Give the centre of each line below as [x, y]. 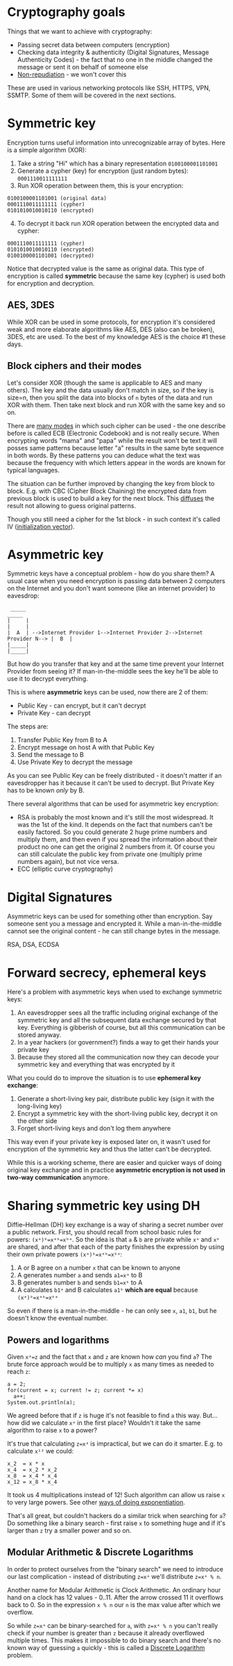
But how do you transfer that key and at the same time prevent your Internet [115, 664]
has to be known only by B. [46, 790]
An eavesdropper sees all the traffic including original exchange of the [118, 1013]
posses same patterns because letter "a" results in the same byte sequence [115, 448]
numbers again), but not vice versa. [68, 862]
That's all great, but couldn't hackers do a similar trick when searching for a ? [116, 1516]
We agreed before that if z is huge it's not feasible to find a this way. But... [113, 1416]
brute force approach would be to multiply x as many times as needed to [111, 1364]
